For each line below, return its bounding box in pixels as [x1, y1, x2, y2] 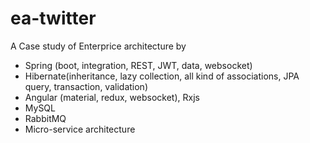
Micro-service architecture [24, 123, 136, 135]
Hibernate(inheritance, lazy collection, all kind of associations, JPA [24, 70, 300, 82]
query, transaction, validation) [24, 80, 148, 92]
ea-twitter [10, 7, 97, 30]
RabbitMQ [24, 112, 67, 124]
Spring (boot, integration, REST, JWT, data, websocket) [24, 59, 253, 71]
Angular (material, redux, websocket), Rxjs [24, 91, 200, 103]
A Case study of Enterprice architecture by [10, 40, 187, 52]
